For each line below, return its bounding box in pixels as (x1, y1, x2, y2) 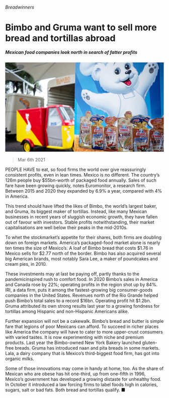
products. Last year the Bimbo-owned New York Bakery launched (5, 339, 141, 346)
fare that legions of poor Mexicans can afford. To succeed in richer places (5, 323, 159, 330)
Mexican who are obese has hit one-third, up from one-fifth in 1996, (5, 371, 146, 377)
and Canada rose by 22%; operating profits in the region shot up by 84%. (5, 281, 157, 288)
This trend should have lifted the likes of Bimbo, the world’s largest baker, (5, 203, 157, 209)
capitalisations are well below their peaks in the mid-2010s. (5, 224, 128, 231)
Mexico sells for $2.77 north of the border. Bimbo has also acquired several (5, 250, 161, 257)
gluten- (142, 339, 157, 346)
